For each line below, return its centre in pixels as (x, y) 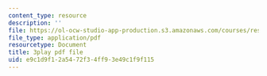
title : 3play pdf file (46, 52)
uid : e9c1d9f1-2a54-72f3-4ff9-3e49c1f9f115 (81, 60)
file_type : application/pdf (55, 38)
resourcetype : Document (48, 45)
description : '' (35, 23)
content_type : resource (48, 15)
